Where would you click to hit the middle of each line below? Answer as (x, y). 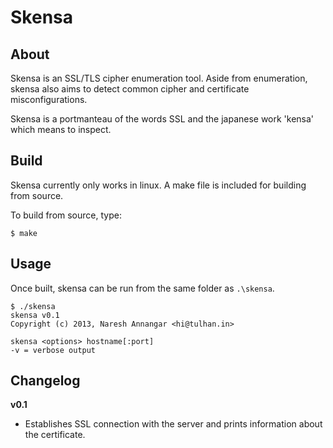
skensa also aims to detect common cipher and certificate (130, 89)
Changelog (45, 381)
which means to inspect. (61, 129)
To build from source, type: (66, 215)
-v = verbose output (53, 350)
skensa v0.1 (35, 315)
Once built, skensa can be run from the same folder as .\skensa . (142, 288)
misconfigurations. (49, 99)
